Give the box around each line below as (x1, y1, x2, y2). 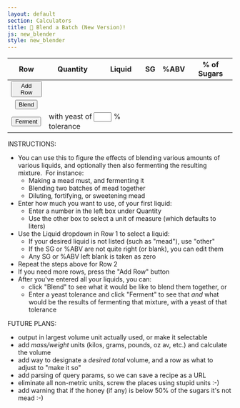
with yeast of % (49, 111, 121, 121)
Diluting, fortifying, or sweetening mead (28, 191, 146, 200)
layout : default (7, 10, 56, 18)
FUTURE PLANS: (7, 319, 57, 328)
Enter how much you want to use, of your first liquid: (17, 199, 173, 208)
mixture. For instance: (17, 169, 84, 177)
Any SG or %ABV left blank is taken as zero (28, 252, 156, 261)
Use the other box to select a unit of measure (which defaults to (28, 214, 216, 223)
